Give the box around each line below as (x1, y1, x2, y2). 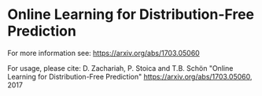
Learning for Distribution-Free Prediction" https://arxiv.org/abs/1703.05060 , (7, 72, 253, 81)
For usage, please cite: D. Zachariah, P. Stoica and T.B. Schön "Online (7, 63, 234, 72)
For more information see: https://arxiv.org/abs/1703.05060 (7, 48, 200, 57)
